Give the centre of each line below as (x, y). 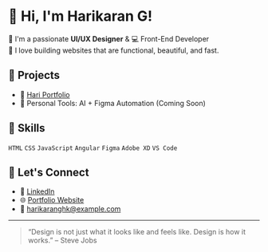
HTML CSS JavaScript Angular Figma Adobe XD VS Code (93, 148)
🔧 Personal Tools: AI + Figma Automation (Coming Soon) (112, 103)
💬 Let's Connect (49, 172)
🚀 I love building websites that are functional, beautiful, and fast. (114, 50)
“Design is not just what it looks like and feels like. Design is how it (136, 232)
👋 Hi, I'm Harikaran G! (81, 16)
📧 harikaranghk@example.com (70, 209)
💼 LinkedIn (37, 191)
